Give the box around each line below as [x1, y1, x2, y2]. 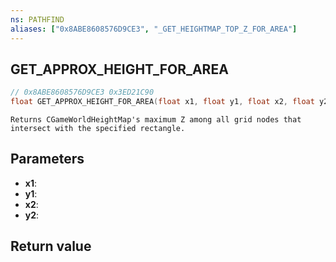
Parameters [10, 151, 85, 168]
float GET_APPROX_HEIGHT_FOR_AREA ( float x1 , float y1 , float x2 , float [10, 97, 315, 107]
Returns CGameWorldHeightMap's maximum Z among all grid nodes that [10, 115, 302, 125]
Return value [10, 238, 92, 255]
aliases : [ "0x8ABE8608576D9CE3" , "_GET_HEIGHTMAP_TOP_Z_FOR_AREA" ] [10, 24, 298, 34]
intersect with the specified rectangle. [10, 124, 186, 134]
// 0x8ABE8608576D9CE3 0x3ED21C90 [10, 87, 155, 98]
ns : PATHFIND [10, 14, 65, 25]
